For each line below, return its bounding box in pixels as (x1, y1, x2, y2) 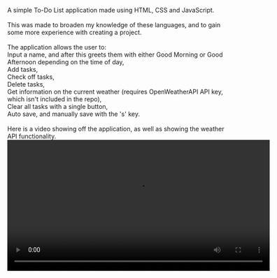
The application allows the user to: (7, 43, 107, 51)
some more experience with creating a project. (7, 28, 142, 36)
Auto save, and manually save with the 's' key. (7, 110, 140, 118)
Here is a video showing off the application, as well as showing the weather (7, 125, 225, 133)
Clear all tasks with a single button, (7, 103, 108, 110)
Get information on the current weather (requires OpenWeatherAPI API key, (7, 87, 224, 96)
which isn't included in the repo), (7, 95, 102, 103)
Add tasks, (7, 66, 38, 73)
